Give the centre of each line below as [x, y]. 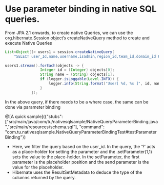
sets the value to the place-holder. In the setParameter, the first [76, 157]
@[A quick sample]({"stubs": [34, 116]
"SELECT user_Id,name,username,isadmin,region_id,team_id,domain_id [85, 56]
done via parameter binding [33, 107]
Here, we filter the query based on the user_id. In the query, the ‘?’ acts [83, 146]
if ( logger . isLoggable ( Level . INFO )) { [79, 79]
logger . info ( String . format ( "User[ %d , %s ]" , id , [100, 84]
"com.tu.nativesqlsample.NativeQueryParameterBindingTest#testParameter [81, 132]
